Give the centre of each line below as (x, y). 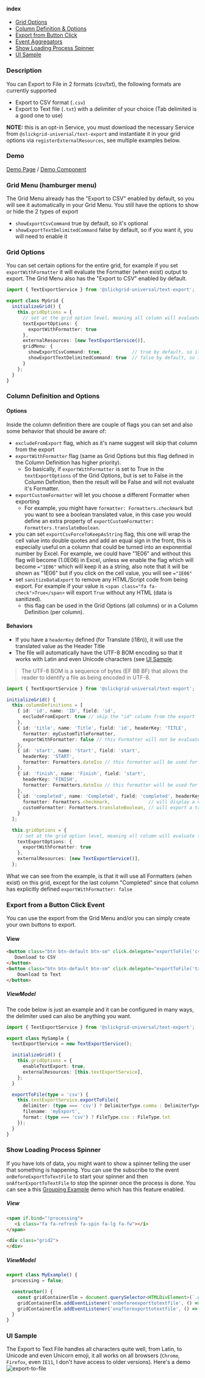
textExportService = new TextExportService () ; (72, 1044)
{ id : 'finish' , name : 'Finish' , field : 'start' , (82, 773)
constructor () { (32, 1292)
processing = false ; (38, 1281)
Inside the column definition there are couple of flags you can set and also (100, 424)
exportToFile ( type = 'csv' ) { (50, 1095)
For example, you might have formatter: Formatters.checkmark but (109, 507)
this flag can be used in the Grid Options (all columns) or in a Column (111, 605)
